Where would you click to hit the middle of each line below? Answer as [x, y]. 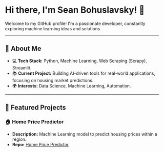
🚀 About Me [23, 49]
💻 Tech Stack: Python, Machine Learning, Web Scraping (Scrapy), [80, 61]
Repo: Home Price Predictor [41, 145]
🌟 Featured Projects [36, 108]
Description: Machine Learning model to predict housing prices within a [85, 134]
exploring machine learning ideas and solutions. [53, 28]
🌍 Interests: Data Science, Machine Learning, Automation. [72, 86]
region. [19, 139]
